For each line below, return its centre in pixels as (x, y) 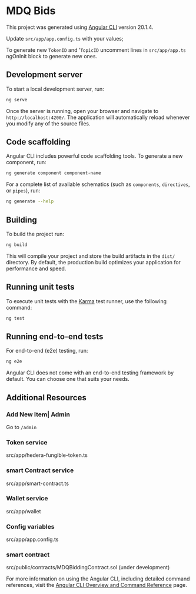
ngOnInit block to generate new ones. (52, 56)
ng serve (17, 99)
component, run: (26, 162)
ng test (16, 318)
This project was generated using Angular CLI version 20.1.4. (80, 27)
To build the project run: (35, 234)
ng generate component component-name (54, 173)
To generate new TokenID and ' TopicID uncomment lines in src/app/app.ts (96, 50)
